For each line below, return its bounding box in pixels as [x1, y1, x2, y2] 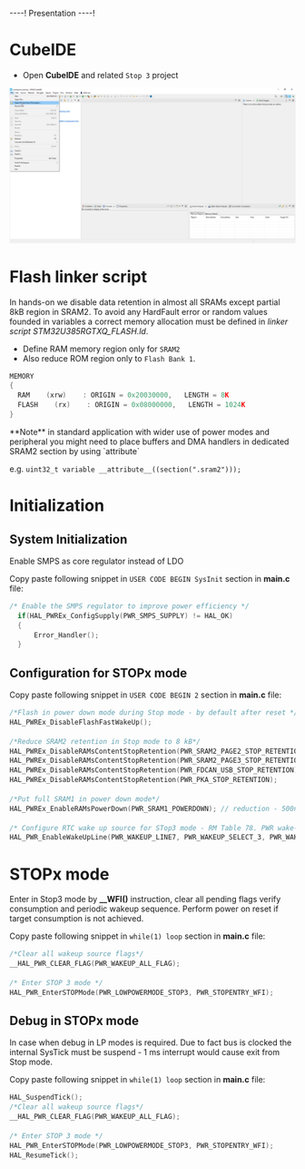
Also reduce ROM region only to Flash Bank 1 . [22, 352, 196, 363]
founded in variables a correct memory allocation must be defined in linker [9, 316, 289, 327]
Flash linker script [9, 266, 148, 287]
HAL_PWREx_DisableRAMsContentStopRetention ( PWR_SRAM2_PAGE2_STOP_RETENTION [9, 747, 302, 756]
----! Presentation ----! [9, 8, 95, 18]
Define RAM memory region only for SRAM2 [22, 343, 181, 354]
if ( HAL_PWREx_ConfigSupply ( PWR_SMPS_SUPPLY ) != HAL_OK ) [17, 611, 233, 620]
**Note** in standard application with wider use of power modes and [9, 426, 271, 437]
